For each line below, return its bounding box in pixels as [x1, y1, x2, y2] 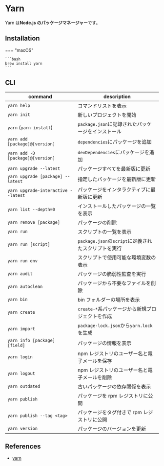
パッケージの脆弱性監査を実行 [78, 270, 146, 277]
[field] [7, 342, 25, 348]
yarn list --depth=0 [7, 207, 55, 212]
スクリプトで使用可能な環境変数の [78, 254, 156, 261]
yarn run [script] [7, 241, 50, 247]
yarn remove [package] [7, 219, 60, 225]
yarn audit [7, 271, 33, 277]
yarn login [7, 354, 33, 360]
